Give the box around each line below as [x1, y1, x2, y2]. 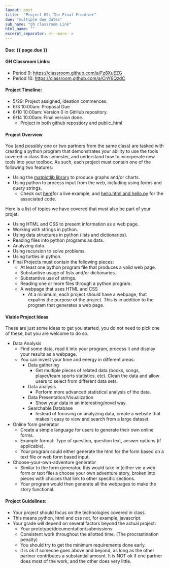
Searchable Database [27, 405, 73, 411]
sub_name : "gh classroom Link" [5, 21, 72, 27]
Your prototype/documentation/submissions [20, 525, 113, 532]
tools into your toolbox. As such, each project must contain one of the [5, 159, 151, 165]
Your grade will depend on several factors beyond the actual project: [12, 520, 156, 526]
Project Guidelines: [5, 498, 47, 504]
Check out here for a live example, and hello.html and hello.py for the [20, 190, 163, 196]
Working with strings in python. [12, 226, 78, 233]
